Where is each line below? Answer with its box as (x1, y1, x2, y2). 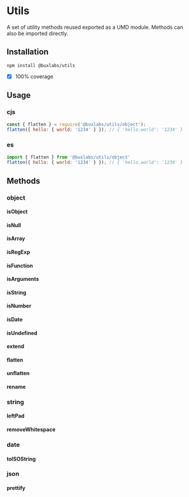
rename (6, 383, 26, 390)
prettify (6, 485, 26, 492)
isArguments (6, 276, 39, 283)
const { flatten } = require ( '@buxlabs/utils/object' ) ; (6, 121, 146, 127)
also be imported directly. (6, 29, 69, 37)
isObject (6, 208, 28, 216)
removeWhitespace (6, 426, 56, 433)
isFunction (6, 262, 33, 269)
